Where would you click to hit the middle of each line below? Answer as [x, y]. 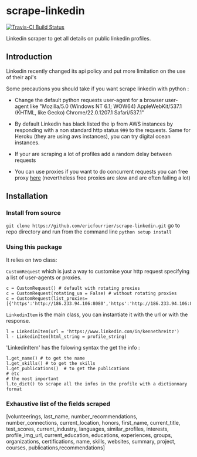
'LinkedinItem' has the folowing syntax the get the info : [73, 347]
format [14, 389]
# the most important [33, 379]
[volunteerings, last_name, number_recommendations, [72, 417]
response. [18, 320]
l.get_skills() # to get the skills [51, 363]
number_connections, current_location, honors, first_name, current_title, [93, 423]
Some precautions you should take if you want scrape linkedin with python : [98, 89]
